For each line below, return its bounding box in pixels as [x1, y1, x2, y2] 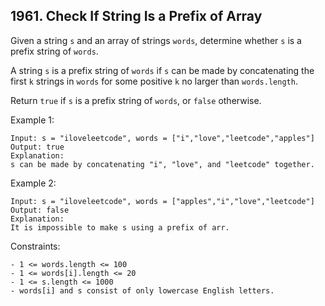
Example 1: [10, 114, 55, 126]
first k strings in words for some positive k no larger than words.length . [10, 75, 298, 87]
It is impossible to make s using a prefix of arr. [10, 222, 230, 233]
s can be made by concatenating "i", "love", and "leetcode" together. [10, 159, 315, 169]
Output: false [10, 205, 70, 215]
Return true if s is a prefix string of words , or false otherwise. [10, 94, 262, 106]
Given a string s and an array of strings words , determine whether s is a [10, 34, 302, 46]
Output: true [10, 142, 65, 152]
